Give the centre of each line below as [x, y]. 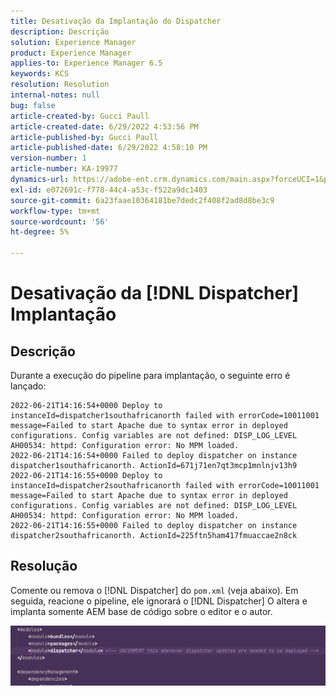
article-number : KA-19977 [64, 169]
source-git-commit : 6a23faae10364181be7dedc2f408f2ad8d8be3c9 [142, 200]
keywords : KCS [40, 74]
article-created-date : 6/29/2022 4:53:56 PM [104, 126]
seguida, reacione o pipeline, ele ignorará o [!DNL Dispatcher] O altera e [159, 601]
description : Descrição [60, 31]
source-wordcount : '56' [60, 221]
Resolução [44, 566]
